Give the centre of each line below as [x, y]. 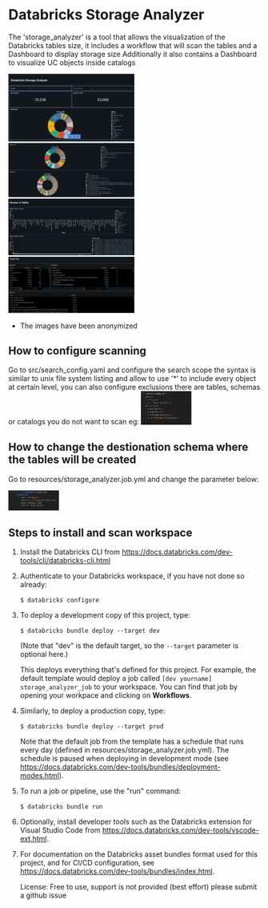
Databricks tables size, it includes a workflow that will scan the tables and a [133, 45]
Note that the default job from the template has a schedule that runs [132, 742]
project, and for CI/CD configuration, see [87, 863]
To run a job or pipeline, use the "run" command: [100, 791]
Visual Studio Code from [60, 830]
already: [33, 585]
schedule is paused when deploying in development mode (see [124, 759]
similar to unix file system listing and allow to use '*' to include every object [132, 379]
